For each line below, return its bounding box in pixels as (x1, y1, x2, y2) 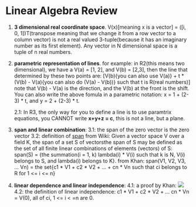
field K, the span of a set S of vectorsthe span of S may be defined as (13, 138, 183, 145)
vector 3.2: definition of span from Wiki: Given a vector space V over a (13, 132, 184, 139)
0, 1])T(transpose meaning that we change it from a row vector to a (13, 29, 177, 36)
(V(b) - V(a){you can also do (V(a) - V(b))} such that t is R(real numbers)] (13, 78, 191, 86)
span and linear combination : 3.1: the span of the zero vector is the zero (13, 126, 190, 133)
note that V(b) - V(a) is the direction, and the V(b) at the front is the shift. (13, 84, 190, 91)
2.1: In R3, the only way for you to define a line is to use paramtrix (13, 108, 172, 116)
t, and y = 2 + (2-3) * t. (25, 97, 80, 104)
